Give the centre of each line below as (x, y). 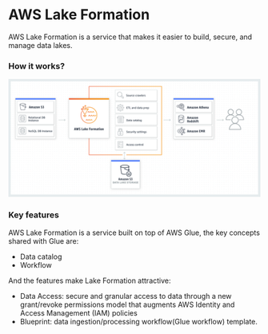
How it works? (37, 66)
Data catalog (41, 256)
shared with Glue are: (44, 241)
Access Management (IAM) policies (78, 312)
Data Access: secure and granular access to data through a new (126, 296)
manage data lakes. (41, 45)
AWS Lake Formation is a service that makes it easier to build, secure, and (130, 37)
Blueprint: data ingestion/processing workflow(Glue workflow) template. (139, 321)
